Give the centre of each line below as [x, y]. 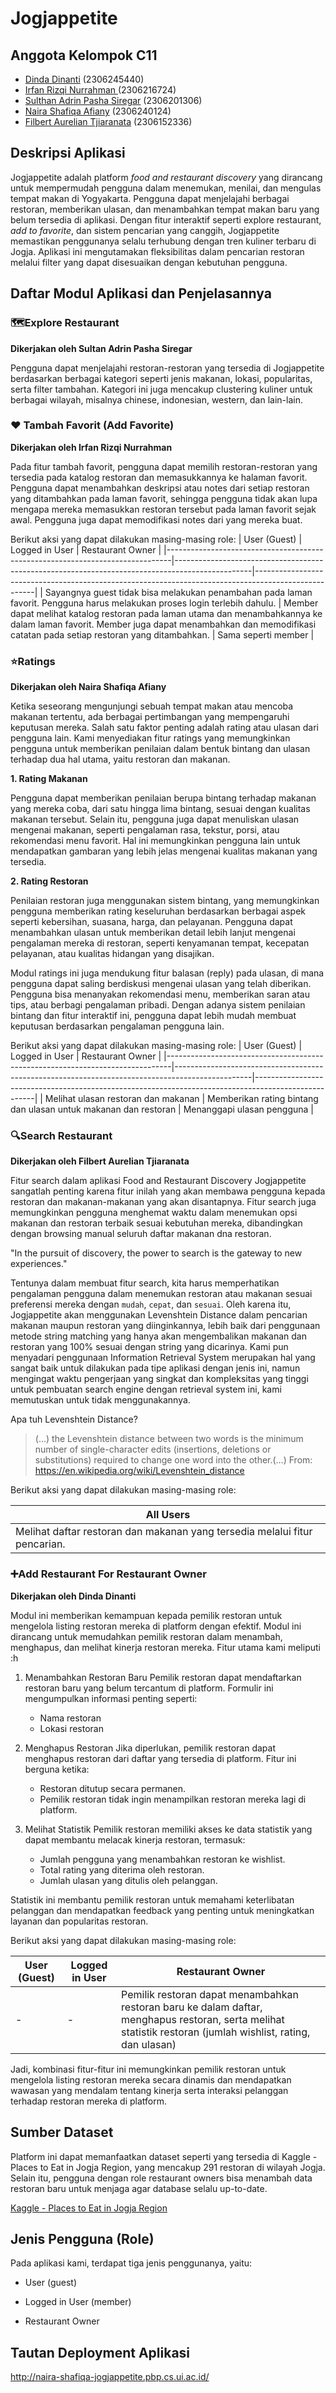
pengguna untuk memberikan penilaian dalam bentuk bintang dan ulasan [160, 749]
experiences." [39, 1264]
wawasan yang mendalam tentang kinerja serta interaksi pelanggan [149, 2090]
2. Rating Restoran [49, 881]
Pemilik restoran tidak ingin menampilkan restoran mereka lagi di [173, 1799]
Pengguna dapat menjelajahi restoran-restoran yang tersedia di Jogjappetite [167, 368]
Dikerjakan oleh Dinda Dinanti [73, 1596]
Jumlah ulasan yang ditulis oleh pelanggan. [128, 1880]
